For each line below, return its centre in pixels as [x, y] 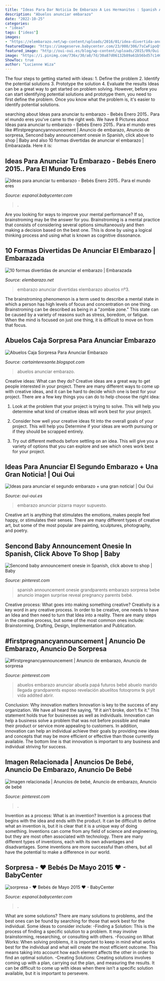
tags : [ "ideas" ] [22, 32]
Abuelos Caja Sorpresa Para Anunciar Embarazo [81, 341]
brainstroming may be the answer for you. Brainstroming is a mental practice [82, 219]
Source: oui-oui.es [24, 496]
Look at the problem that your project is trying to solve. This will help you [86, 406]
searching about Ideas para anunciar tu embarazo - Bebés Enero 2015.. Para [82, 114]
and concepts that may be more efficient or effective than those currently [79, 736]
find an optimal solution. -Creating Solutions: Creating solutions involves [78, 957]
